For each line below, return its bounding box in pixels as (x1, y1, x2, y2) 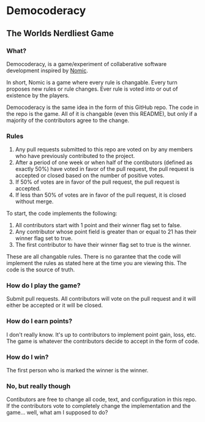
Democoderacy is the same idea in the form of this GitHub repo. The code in (6, 104, 199, 111)
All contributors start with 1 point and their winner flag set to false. (15, 222, 182, 229)
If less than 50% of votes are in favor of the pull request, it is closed (15, 191, 187, 199)
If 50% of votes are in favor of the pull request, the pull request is (15, 178, 180, 186)
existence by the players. (6, 91, 70, 99)
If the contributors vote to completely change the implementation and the (6, 402, 191, 410)
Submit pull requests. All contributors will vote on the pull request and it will (6, 295, 196, 303)
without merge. (15, 198, 54, 205)
